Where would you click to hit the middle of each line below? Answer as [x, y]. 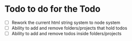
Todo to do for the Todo [52, 9]
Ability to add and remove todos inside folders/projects [66, 34]
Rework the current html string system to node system [66, 22]
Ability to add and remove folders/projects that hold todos [69, 28]
